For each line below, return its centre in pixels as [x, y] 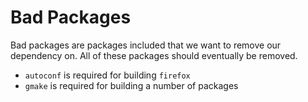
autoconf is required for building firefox [107, 75]
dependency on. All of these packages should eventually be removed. [154, 55]
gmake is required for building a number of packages [131, 85]
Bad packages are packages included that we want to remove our [146, 45]
